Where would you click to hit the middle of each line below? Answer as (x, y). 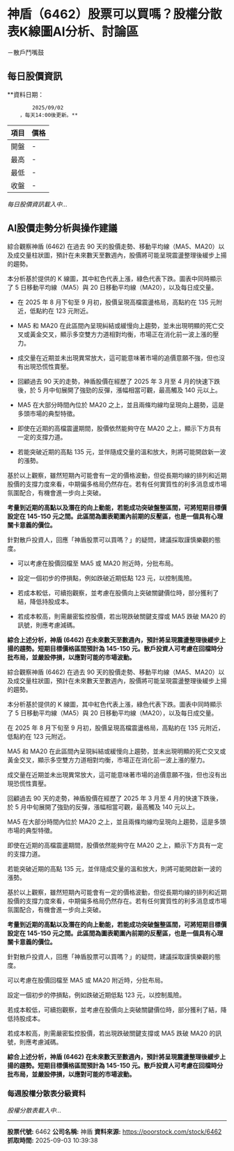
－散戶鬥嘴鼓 (25, 52)
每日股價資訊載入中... (38, 204)
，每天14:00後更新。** (49, 115)
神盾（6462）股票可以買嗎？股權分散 (115, 14)
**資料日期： (26, 94)
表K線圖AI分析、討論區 (73, 32)
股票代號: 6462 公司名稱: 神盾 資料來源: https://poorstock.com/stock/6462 (115, 1132)
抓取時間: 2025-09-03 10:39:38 (53, 1140)
